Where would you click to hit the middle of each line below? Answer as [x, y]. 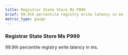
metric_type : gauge [25, 19]
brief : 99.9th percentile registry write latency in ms [64, 14]
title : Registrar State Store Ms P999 [45, 10]
